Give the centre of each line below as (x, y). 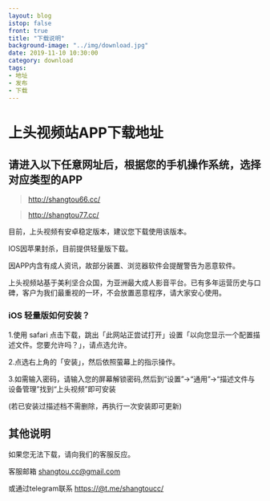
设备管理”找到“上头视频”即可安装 (62, 389)
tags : (17, 68)
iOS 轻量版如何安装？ (49, 316)
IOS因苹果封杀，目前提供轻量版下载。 (71, 249)
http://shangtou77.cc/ (63, 215)
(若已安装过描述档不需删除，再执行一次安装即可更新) (95, 405)
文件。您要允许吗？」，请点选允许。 (73, 344)
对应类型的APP (45, 179)
